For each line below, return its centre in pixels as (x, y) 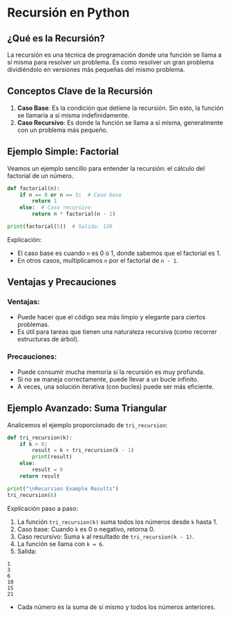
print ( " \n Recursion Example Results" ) (63, 489)
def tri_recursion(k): (40, 438)
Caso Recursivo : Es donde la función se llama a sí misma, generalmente (120, 122)
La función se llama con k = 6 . (60, 543)
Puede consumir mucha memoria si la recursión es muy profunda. (111, 372)
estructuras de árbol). (48, 339)
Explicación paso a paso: (42, 508)
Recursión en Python (68, 13)
